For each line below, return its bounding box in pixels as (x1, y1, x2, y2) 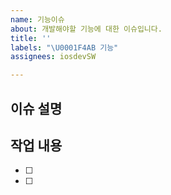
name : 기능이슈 (10, 14, 65, 25)
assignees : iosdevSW (10, 52, 97, 62)
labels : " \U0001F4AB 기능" (10, 42, 119, 53)
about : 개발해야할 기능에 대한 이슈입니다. (10, 24, 163, 34)
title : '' (10, 33, 52, 43)
